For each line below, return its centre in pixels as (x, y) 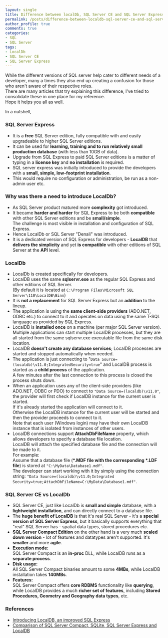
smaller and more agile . (37, 543)
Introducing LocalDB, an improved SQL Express (61, 620)
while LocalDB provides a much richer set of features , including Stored (86, 591)
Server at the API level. (36, 250)
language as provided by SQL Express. (52, 322)
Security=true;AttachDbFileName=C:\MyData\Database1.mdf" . (75, 482)
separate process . (32, 559)
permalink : (16, 19)
